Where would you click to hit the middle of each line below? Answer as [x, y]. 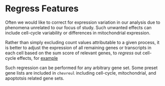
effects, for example [38, 58]
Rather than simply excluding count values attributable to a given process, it [82, 42]
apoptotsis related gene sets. [35, 78]
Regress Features [42, 9]
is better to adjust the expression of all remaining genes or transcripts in [78, 47]
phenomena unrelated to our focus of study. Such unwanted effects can [78, 27]
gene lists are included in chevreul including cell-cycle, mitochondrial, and [81, 73]
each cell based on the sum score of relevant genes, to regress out [73, 53]
